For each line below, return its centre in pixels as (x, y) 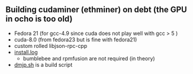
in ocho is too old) (39, 19)
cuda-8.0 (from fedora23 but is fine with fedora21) (75, 39)
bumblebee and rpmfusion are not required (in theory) (89, 58)
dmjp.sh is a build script (43, 65)
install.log (26, 52)
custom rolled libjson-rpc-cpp (51, 46)
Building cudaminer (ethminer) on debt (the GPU (96, 10)
